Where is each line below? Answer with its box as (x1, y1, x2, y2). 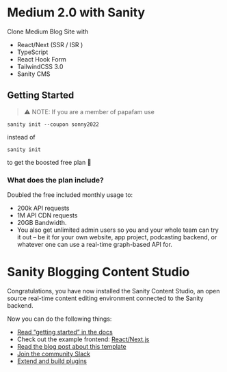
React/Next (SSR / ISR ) (16, 40, 83, 49)
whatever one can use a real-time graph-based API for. (16, 241, 173, 249)
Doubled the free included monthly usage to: (7, 191, 133, 199)
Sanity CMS (16, 70, 51, 78)
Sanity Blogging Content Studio (7, 265, 190, 280)
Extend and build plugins (16, 357, 88, 365)
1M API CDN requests (16, 211, 78, 220)
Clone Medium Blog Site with (7, 27, 89, 36)
